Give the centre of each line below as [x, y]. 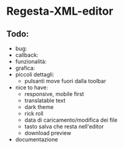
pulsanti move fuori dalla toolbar [65, 81]
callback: [27, 55]
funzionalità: [31, 61]
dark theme [39, 107]
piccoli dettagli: [35, 74]
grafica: [25, 68]
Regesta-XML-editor [60, 11]
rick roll [34, 113]
